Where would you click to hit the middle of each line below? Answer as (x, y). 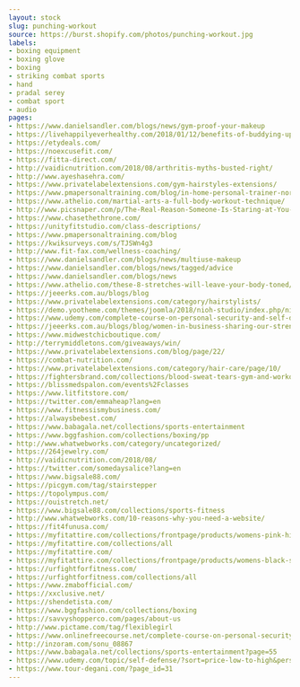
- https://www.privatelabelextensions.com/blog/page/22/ (117, 351)
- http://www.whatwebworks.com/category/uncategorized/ (115, 444)
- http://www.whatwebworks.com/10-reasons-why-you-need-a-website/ (137, 519)
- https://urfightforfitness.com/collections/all (103, 577)
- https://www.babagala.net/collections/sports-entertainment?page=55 (143, 652)
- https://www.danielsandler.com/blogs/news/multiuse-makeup (125, 260)
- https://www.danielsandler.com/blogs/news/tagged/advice (121, 269)
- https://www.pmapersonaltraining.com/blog (93, 234)
